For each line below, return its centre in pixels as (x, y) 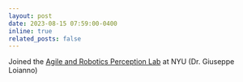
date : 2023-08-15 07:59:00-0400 (63, 24)
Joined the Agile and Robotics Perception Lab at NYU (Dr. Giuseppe (122, 62)
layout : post (30, 16)
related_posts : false (45, 39)
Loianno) (23, 71)
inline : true (30, 31)
